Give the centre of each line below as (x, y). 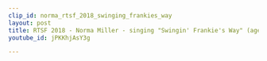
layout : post (30, 23)
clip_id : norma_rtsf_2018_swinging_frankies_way (90, 15)
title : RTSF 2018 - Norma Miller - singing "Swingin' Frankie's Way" (126, 30)
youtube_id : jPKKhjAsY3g (49, 38)
